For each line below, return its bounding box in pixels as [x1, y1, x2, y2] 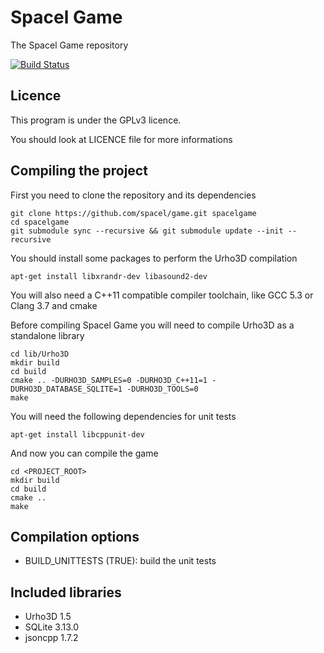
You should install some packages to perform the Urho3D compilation [10, 252, 298, 264]
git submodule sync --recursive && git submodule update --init [10, 226, 284, 236]
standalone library [10, 329, 85, 341]
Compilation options [10, 528, 140, 545]
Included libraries [10, 584, 122, 601]
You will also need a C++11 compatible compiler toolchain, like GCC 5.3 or [10, 289, 314, 301]
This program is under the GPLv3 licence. [10, 114, 182, 126]
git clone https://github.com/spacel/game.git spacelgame [10, 208, 257, 218]
